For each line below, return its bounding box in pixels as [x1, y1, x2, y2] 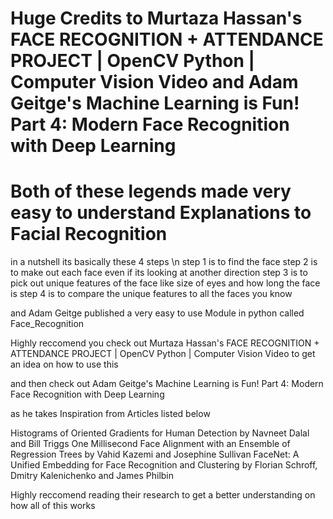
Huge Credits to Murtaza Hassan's [10, 7, 303, 30]
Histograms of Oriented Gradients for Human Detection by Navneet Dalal [10, 427, 310, 439]
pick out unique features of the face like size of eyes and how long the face [10, 277, 321, 289]
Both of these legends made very [10, 180, 292, 203]
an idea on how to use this [10, 358, 119, 371]
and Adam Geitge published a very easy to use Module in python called [10, 307, 305, 319]
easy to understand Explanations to [10, 202, 312, 224]
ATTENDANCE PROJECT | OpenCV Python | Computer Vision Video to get [10, 348, 316, 360]
